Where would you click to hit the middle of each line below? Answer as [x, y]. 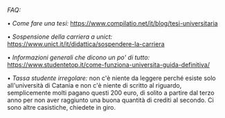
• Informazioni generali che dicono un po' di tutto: [79, 57]
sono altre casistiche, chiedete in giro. [62, 107]
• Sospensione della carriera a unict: [60, 37]
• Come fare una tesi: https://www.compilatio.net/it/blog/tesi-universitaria [112, 23]
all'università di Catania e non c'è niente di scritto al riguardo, [94, 85]
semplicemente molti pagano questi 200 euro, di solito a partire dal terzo [111, 93]
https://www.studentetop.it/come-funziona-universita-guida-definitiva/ [108, 65]
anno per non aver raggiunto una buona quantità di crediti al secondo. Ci [111, 100]
